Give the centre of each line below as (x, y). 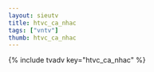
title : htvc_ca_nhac (43, 23)
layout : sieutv (34, 15)
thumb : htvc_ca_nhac (43, 38)
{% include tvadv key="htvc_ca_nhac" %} (77, 60)
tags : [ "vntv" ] (34, 30)
